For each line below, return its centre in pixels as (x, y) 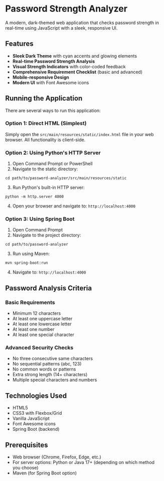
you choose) (25, 468)
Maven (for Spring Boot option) (44, 473)
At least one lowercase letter (42, 324)
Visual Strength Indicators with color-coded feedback (69, 66)
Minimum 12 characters (37, 313)
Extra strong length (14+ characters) (50, 375)
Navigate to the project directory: (47, 235)
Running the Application (44, 98)
